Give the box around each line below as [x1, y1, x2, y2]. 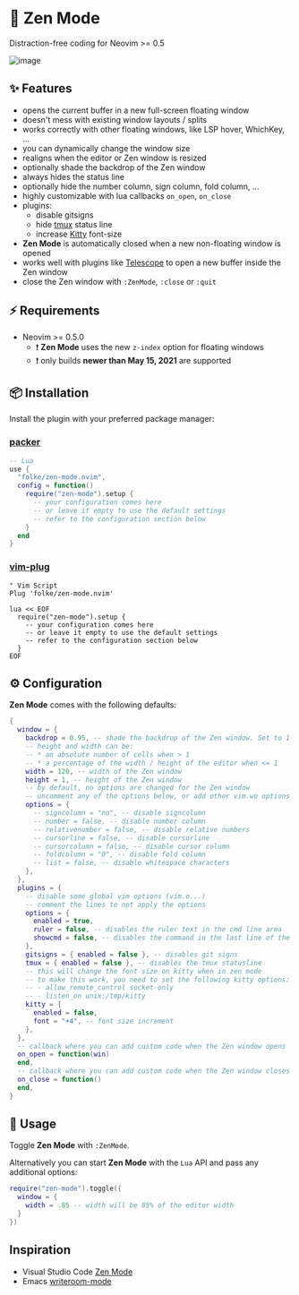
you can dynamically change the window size [21, 142, 191, 153]
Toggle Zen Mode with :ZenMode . [9, 1140, 130, 1151]
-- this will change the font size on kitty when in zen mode [25, 966, 262, 975]
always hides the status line [21, 171, 125, 182]
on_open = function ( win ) [17, 1050, 110, 1059]
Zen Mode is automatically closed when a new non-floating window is [21, 237, 282, 249]
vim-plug [9, 561, 51, 573]
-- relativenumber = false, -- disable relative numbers [32, 825, 251, 834]
